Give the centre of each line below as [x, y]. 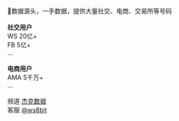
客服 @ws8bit [27, 110]
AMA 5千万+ [25, 77]
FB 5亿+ [19, 45]
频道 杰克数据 [27, 101]
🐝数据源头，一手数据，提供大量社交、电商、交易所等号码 [90, 11]
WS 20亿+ [22, 36]
